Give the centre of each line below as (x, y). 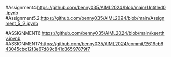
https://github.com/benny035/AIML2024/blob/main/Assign (103, 18)
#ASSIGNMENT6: (24, 33)
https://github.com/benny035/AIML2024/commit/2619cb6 (102, 44)
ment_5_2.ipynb (22, 23)
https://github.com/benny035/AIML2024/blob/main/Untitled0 (101, 7)
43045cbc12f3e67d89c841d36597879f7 (48, 49)
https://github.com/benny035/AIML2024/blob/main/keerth (103, 33)
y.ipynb (13, 38)
